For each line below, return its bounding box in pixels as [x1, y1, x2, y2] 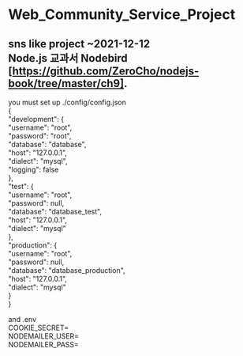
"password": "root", [8, 131, 72, 140]
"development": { [8, 115, 65, 123]
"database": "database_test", [8, 207, 103, 216]
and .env [8, 315, 37, 324]
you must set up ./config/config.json [8, 97, 126, 107]
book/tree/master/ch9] [8, 77, 125, 90]
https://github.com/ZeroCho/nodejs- [12, 64, 200, 78]
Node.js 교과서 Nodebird [8, 51, 128, 65]
